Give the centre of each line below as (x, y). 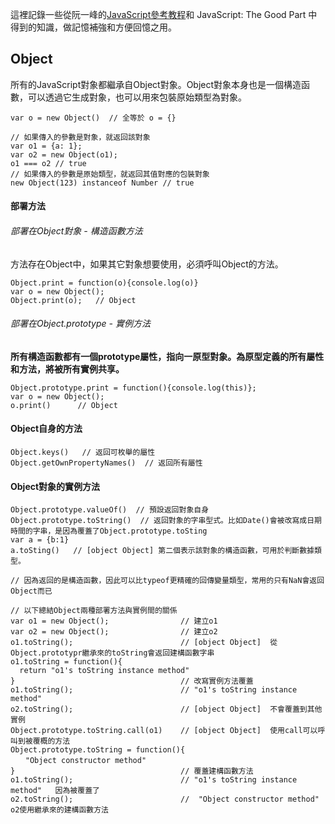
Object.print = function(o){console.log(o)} (104, 283)
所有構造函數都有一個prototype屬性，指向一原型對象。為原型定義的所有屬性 (167, 356)
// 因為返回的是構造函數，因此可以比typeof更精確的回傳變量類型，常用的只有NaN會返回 (167, 581)
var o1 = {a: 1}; (46, 146)
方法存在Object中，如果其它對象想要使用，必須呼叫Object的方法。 (147, 264)
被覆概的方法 (47, 741)
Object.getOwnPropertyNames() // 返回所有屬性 (106, 463)
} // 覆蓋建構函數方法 (132, 771)
